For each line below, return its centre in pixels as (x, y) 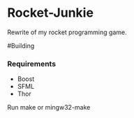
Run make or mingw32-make (49, 108)
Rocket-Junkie (51, 13)
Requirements (32, 64)
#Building (21, 45)
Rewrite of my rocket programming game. (67, 32)
